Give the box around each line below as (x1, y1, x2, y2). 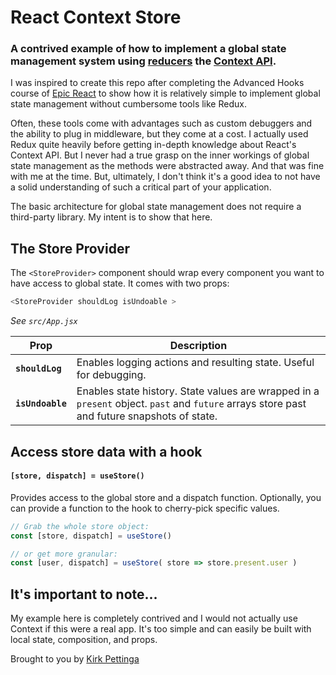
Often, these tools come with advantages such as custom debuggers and (10, 117, 313, 130)
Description (169, 339, 228, 353)
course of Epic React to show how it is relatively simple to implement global (10, 87, 321, 100)
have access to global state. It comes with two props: (10, 277, 230, 290)
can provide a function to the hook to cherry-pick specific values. (10, 502, 280, 514)
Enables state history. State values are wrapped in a (76, 384, 320, 398)
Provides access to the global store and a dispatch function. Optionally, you (10, 491, 322, 503)
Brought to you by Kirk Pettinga (10, 653, 140, 665)
